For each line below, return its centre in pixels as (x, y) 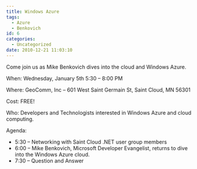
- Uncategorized (31, 45)
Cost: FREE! (20, 101)
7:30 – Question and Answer (49, 161)
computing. (20, 119)
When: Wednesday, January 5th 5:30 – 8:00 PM (64, 78)
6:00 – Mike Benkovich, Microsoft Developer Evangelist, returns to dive (101, 148)
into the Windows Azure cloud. (52, 154)
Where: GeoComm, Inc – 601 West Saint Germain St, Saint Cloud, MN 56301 (98, 90)
